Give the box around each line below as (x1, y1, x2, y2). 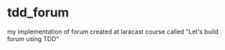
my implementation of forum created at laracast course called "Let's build (7, 27, 219, 36)
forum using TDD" (7, 34, 59, 42)
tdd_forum (7, 5, 70, 21)
